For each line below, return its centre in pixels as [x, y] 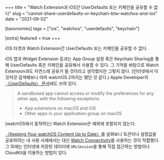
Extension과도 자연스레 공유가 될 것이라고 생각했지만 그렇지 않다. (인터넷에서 [79, 71]
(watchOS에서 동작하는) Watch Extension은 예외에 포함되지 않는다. [70, 123]
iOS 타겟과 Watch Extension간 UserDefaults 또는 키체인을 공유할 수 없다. [77, 48]
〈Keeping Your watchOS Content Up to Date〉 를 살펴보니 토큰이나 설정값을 [81, 134]
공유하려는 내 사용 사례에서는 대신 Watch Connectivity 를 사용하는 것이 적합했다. [82, 140]
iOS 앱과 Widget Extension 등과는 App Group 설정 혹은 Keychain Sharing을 [80, 59]
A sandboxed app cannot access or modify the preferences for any [85, 93]
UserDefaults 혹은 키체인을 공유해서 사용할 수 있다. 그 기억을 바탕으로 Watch [84, 65]
